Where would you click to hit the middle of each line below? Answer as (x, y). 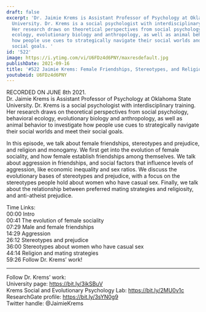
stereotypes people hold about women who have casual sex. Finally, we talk (102, 182)
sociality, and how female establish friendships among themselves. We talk (101, 157)
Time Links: (21, 208)
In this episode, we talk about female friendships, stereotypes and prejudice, (103, 143)
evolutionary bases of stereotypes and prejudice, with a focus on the (93, 176)
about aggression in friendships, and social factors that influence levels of (100, 163)
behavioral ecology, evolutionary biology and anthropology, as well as (94, 119)
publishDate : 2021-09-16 (38, 63)
